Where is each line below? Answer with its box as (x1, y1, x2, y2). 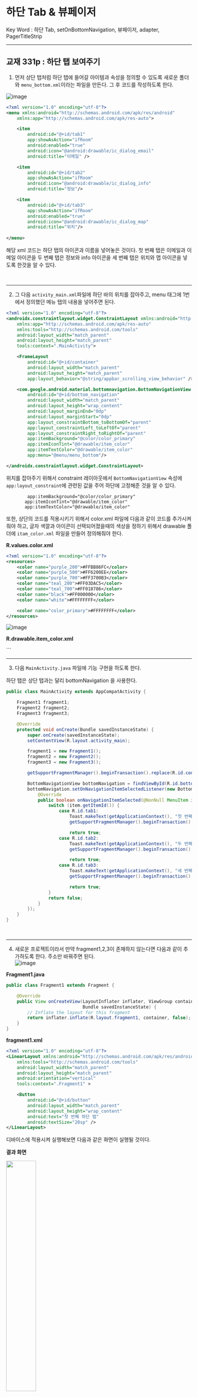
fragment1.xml (6, 1037, 43, 1044)
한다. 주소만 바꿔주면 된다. (35, 953, 95, 960)
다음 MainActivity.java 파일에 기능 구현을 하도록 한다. (14, 664, 141, 671)
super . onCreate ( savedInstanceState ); (27, 732, 120, 738)
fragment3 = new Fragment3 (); (27, 759, 101, 765)
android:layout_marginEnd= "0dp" (27, 408, 107, 414)
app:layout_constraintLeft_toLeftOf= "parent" (27, 425, 141, 431)
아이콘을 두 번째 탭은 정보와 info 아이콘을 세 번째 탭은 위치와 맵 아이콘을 (16, 254, 181, 261)
